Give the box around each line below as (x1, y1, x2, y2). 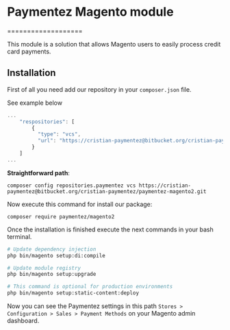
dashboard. (7, 316, 40, 325)
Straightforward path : (7, 168, 71, 177)
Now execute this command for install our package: (7, 200, 153, 208)
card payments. (7, 47, 51, 55)
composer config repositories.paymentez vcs (7, 182, 136, 189)
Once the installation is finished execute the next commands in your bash (7, 225, 214, 233)
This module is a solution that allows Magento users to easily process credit (7, 40, 221, 48)
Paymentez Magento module (7, 4, 174, 20)
